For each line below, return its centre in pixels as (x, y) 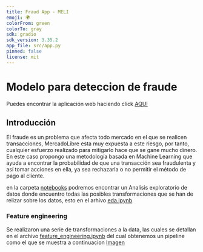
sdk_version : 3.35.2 (32, 40)
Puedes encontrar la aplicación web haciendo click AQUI (77, 104)
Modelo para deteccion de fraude (92, 87)
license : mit (23, 57)
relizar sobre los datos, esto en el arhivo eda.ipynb (69, 201)
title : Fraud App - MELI (38, 12)
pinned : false (24, 51)
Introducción (31, 123)
